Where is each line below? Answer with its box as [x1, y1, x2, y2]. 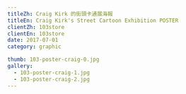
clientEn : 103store [7, 30, 65, 37]
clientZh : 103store [7, 23, 65, 30]
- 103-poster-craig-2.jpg [13, 76, 91, 83]
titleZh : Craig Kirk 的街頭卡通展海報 [7, 10, 113, 18]
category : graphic [7, 43, 62, 50]
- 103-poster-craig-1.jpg [13, 69, 91, 76]
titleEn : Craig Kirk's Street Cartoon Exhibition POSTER [7, 17, 179, 24]
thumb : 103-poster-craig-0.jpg [7, 56, 100, 64]
